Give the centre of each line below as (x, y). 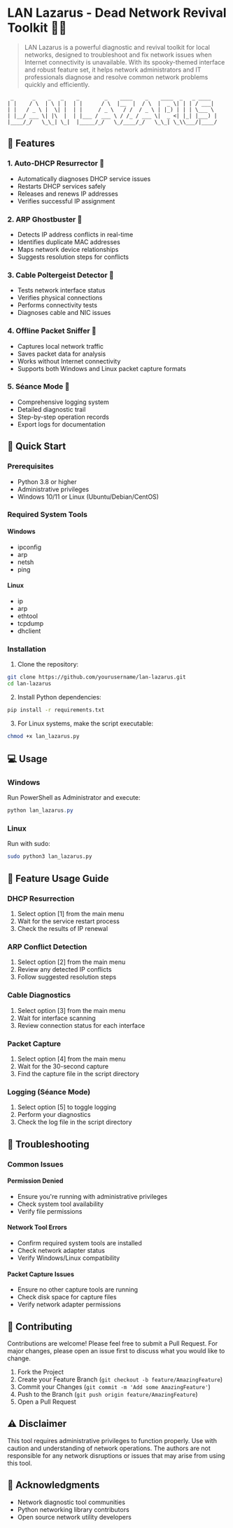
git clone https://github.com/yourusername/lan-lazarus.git (97, 677)
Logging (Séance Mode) (49, 1092)
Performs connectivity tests (57, 305)
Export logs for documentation (61, 424)
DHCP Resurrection (41, 898)
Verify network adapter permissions (69, 1305)
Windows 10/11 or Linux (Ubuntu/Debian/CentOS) (88, 497)
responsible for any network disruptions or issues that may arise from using (116, 1455)
